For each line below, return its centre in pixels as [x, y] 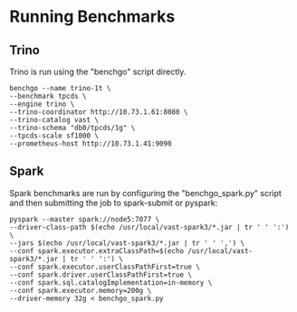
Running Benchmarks [92, 17]
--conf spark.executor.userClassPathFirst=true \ [105, 267]
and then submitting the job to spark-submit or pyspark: [114, 203]
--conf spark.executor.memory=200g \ [81, 290]
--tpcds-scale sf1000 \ [54, 136]
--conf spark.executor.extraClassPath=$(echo [96, 251]
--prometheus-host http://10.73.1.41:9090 [91, 144]
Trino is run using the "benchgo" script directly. [98, 71]
